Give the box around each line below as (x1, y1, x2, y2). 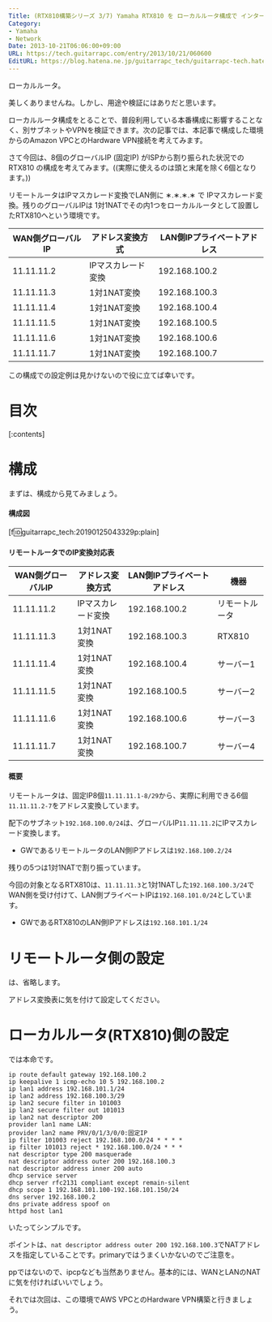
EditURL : (8, 58, 38, 66)
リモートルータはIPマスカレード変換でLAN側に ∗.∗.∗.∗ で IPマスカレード (8, 190, 257, 200)
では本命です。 (8, 1055, 58, 1065)
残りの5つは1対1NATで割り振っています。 (8, 862, 146, 873)
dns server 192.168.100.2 (8, 1193, 96, 1202)
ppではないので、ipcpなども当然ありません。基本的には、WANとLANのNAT (8, 1268, 261, 1277)
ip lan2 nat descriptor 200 (8, 1113, 104, 1121)
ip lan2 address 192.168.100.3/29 (8, 1092, 125, 1100)
